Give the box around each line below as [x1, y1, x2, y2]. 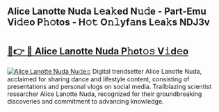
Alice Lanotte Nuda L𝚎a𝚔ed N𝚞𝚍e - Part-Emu [7, 6, 206, 17]
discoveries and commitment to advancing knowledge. [7, 97, 165, 105]
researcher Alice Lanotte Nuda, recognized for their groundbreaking [7, 90, 202, 98]
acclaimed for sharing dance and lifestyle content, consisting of [7, 75, 190, 83]
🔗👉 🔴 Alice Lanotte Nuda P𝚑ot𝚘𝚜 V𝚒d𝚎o [7, 45, 189, 57]
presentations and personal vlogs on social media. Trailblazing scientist [7, 83, 212, 90]
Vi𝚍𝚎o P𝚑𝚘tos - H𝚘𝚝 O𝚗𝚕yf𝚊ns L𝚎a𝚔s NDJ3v [7, 17, 210, 29]
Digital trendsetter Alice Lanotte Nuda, [92, 67, 202, 75]
